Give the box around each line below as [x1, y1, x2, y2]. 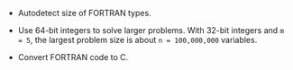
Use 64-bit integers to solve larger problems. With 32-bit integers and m [17, 25, 285, 35]
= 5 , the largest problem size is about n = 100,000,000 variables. [17, 35, 258, 45]
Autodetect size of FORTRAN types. [17, 8, 151, 18]
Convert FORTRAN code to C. [17, 52, 129, 62]
